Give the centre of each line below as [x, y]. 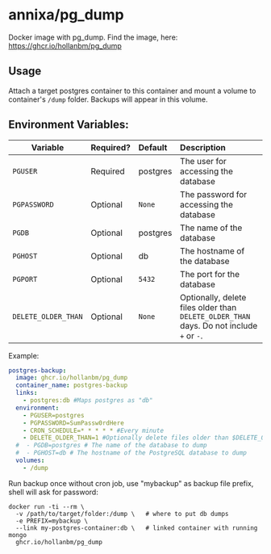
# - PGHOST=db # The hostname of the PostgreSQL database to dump [131, 453]
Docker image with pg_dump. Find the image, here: [93, 37]
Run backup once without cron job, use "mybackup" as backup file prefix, [131, 483]
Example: [24, 355]
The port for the [210, 274]
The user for [204, 161]
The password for [214, 194]
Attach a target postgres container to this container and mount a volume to [132, 90]
